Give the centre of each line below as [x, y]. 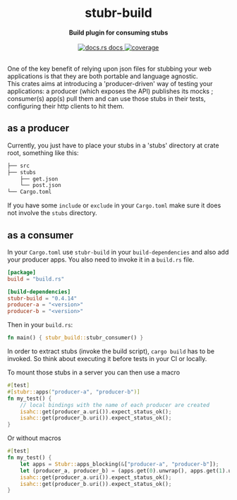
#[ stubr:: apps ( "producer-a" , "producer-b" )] [74, 392]
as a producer [38, 128]
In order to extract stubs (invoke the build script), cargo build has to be [111, 351]
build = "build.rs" [36, 279]
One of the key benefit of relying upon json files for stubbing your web [109, 68]
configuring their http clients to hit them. [66, 106]
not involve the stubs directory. [52, 213]
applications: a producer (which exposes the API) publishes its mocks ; [110, 91]
